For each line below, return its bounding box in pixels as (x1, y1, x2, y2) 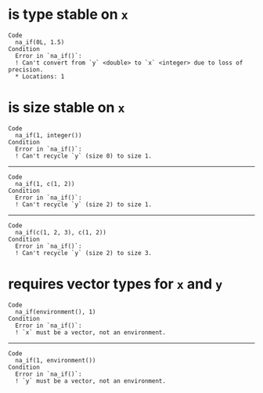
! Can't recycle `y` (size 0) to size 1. (15, 151, 153, 160)
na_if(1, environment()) (15, 356, 96, 364)
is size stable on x (8, 99, 125, 117)
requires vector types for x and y (8, 275, 223, 293)
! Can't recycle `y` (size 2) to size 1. (15, 200, 153, 209)
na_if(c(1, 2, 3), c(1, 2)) (15, 228, 107, 236)
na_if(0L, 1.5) (15, 38, 65, 46)
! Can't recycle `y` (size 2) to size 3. (15, 249, 153, 257)
